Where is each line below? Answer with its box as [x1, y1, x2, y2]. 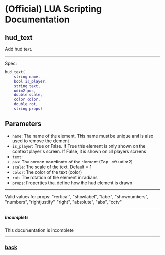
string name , [14, 74, 41, 79]
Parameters [5, 120, 42, 128]
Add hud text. [5, 46, 33, 52]
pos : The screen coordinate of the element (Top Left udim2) [12, 159, 133, 164]
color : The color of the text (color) [12, 169, 82, 175]
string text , [14, 83, 41, 89]
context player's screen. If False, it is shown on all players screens [12, 148, 146, 154]
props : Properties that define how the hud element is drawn [12, 180, 133, 185]
